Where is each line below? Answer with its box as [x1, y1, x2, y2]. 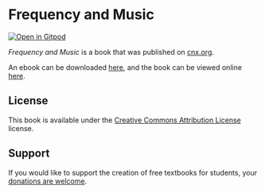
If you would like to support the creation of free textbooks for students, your [8, 168, 257, 177]
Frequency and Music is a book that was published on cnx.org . [8, 47, 215, 56]
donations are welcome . [8, 176, 88, 186]
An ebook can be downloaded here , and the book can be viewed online [8, 62, 243, 72]
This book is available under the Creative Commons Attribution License [8, 115, 241, 125]
